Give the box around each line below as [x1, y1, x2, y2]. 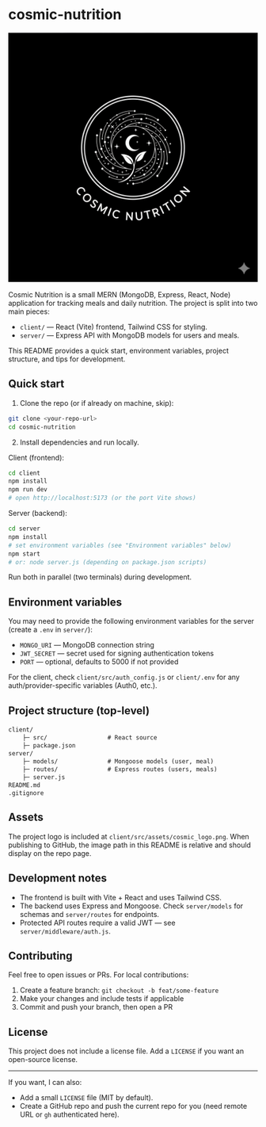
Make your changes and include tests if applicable [19, 994, 184, 1003]
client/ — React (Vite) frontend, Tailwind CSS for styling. [19, 322, 208, 331]
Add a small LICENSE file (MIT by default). [19, 1093, 154, 1102]
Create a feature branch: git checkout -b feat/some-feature [19, 985, 219, 995]
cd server [8, 525, 41, 533]
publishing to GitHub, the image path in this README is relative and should [8, 840, 252, 850]
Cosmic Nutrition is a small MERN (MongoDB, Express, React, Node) [8, 289, 231, 299]
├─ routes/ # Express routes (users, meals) [22, 766, 218, 774]
